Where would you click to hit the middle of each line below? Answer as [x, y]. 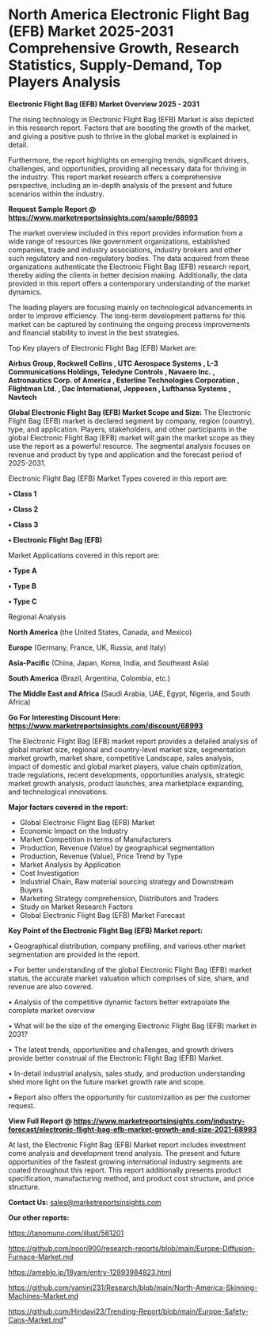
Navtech [23, 397]
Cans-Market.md [36, 1319]
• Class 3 [23, 524]
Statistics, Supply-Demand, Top [115, 65]
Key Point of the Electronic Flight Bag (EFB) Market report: [106, 931]
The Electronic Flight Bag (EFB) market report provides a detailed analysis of [133, 741]
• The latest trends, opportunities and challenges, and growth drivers [121, 1050]
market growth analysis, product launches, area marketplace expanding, [126, 783]
